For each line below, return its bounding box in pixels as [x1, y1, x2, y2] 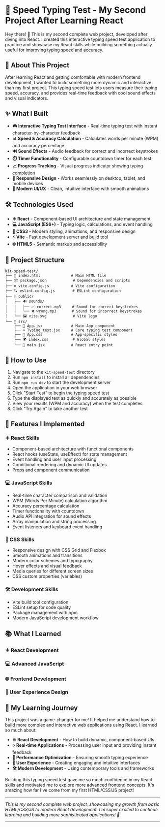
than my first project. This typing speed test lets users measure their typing [5, 85, 158, 91]
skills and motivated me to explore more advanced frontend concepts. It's [5, 782, 155, 788]
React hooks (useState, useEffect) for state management [12, 451, 127, 457]
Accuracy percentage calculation [12, 503, 80, 509]
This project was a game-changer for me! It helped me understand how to [5, 717, 155, 723]
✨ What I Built [5, 109, 48, 118]
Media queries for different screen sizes [12, 568, 93, 574]
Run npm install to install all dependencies [12, 374, 100, 380]
